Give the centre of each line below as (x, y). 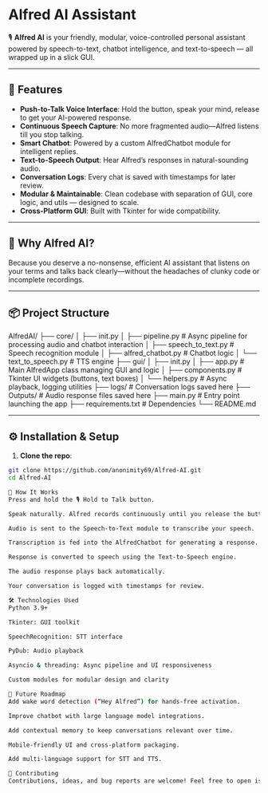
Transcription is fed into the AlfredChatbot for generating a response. (134, 543)
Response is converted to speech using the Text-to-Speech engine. (123, 557)
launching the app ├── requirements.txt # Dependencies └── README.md (132, 404)
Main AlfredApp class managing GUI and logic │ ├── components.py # (125, 370)
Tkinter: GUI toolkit (44, 622)
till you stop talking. (52, 134)
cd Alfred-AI (30, 478)
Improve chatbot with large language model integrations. (106, 716)
